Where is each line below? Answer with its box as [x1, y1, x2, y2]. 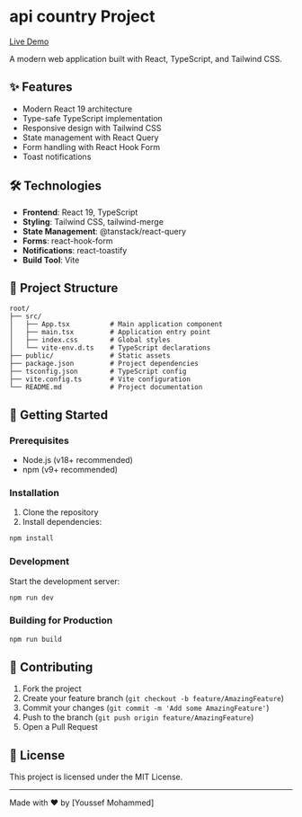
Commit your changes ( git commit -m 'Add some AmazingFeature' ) [22, 703, 270, 714]
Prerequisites [9, 434, 69, 447]
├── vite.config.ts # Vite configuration [9, 375, 191, 384]
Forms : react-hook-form [22, 235, 114, 246]
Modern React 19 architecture [22, 103, 133, 114]
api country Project [9, 6, 155, 27]
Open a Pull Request [22, 722, 99, 733]
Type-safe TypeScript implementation [22, 112, 164, 123]
